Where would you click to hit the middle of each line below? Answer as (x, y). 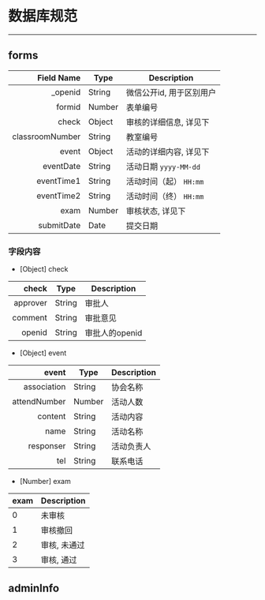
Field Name (59, 77)
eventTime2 (59, 196)
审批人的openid (114, 333)
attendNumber (39, 402)
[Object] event (43, 353)
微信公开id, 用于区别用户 (171, 92)
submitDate (60, 225)
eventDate (62, 166)
